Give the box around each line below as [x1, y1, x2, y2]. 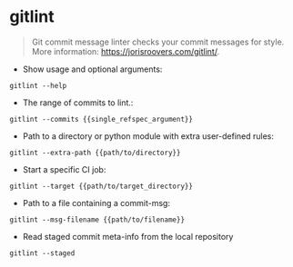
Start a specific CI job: [22, 163, 106, 174]
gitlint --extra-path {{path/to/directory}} [9, 148, 181, 157]
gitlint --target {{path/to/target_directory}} [9, 182, 194, 191]
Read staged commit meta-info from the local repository [22, 231, 234, 242]
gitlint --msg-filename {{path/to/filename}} [9, 215, 185, 224]
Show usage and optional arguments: [22, 64, 163, 74]
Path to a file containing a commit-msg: [22, 197, 171, 208]
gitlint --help [9, 81, 67, 90]
